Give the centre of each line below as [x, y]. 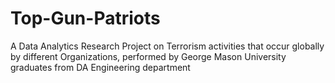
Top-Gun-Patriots [85, 18]
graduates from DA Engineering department [100, 67]
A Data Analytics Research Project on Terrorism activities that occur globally [167, 46]
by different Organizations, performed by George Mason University [148, 56]
